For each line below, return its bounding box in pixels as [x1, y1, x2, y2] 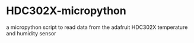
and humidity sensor [6, 29, 56, 37]
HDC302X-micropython [6, 4, 126, 18]
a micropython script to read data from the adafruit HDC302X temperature [6, 24, 188, 31]
